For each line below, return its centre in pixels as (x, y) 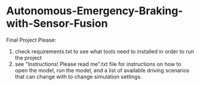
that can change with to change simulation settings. (78, 77)
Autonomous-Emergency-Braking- (95, 11)
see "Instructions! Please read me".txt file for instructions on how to (98, 64)
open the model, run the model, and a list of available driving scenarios (102, 70)
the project (28, 58)
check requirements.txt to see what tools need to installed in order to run (104, 51)
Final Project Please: (31, 40)
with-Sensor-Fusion (57, 23)
